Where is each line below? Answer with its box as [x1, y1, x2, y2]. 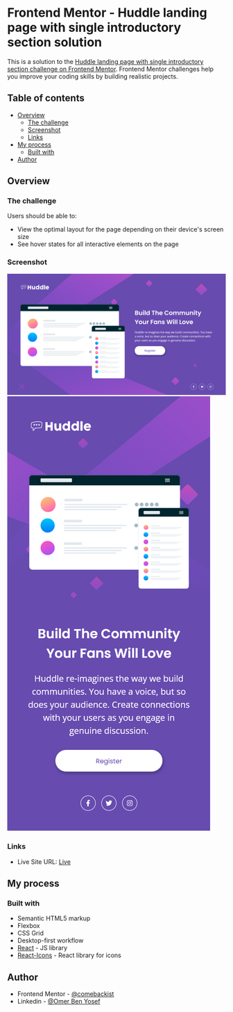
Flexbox [17, 922, 40, 930]
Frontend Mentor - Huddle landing [7, 5, 207, 21]
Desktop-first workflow [17, 936, 84, 945]
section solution [7, 35, 103, 50]
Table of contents [7, 92, 85, 104]
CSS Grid [17, 929, 44, 938]
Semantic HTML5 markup [17, 914, 91, 922]
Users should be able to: [7, 212, 78, 220]
